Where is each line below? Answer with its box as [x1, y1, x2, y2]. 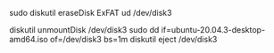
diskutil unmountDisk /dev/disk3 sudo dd [9, 25, 160, 34]
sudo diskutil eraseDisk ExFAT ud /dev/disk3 [9, 8, 172, 18]
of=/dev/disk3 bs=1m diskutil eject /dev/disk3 [50, 34, 218, 44]
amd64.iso [9, 34, 49, 44]
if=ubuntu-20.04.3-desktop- [161, 25, 266, 34]
